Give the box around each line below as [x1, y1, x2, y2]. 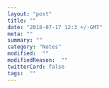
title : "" [7, 17, 37, 24]
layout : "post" [7, 10, 52, 18]
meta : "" [7, 30, 33, 38]
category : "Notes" [7, 43, 62, 50]
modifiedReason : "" [7, 57, 69, 64]
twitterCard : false [7, 63, 65, 70]
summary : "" [7, 37, 42, 44]
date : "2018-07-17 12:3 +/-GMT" [7, 23, 103, 31]
